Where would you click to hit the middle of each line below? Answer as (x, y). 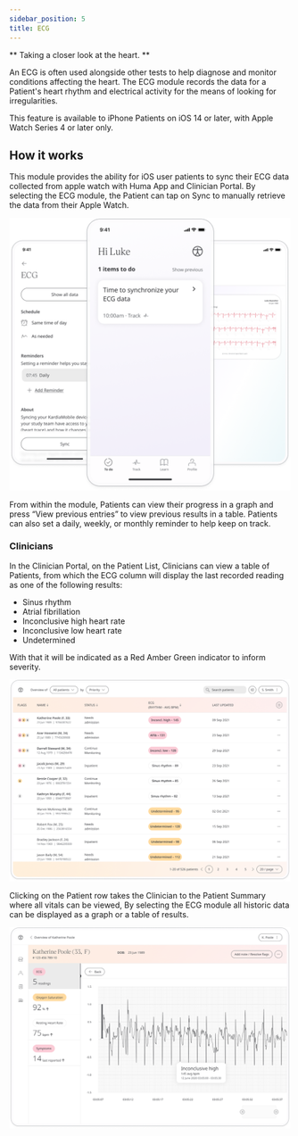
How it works (46, 155)
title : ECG (29, 28)
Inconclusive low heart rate (72, 630)
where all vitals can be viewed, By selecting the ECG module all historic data (149, 905)
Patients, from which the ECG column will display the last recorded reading (147, 575)
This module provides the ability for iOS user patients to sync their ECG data (149, 177)
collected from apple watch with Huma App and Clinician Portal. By (132, 187)
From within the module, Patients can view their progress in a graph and (141, 504)
